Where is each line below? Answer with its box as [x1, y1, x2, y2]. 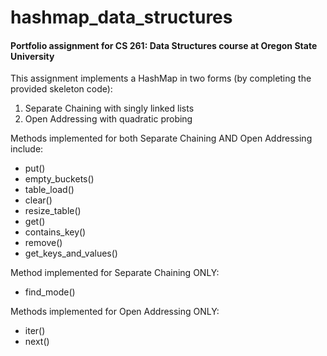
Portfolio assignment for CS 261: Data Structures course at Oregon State [10, 39, 318, 51]
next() [24, 336, 50, 348]
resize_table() [24, 205, 82, 217]
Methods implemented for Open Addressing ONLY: [10, 306, 220, 318]
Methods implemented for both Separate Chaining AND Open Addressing [10, 132, 313, 145]
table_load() [24, 184, 75, 196]
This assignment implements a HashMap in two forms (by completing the [10, 72, 312, 85]
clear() [24, 194, 53, 206]
